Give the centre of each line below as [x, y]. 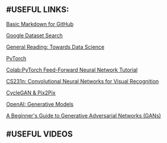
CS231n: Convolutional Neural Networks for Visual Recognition [83, 81]
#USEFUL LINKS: [38, 10]
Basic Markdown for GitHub [40, 24]
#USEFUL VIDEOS [39, 134]
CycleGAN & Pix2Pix [31, 92]
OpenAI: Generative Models [40, 104]
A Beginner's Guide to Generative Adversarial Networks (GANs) [83, 115]
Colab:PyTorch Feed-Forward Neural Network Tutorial [72, 70]
